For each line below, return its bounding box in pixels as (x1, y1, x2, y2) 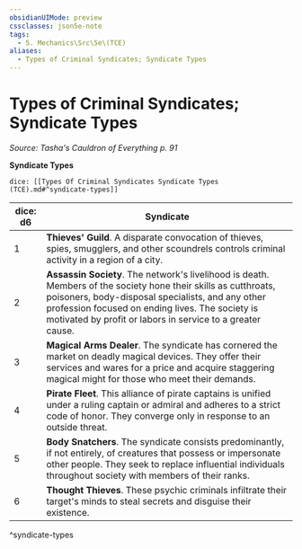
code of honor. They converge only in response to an (46, 410, 271, 422)
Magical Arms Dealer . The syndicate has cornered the (46, 339, 278, 351)
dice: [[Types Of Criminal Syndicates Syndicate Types (9, 177, 219, 186)
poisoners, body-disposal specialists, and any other (46, 290, 267, 303)
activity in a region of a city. (46, 253, 164, 266)
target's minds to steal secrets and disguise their (46, 495, 252, 508)
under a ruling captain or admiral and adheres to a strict (46, 398, 281, 411)
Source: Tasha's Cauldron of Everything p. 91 (9, 142, 178, 153)
